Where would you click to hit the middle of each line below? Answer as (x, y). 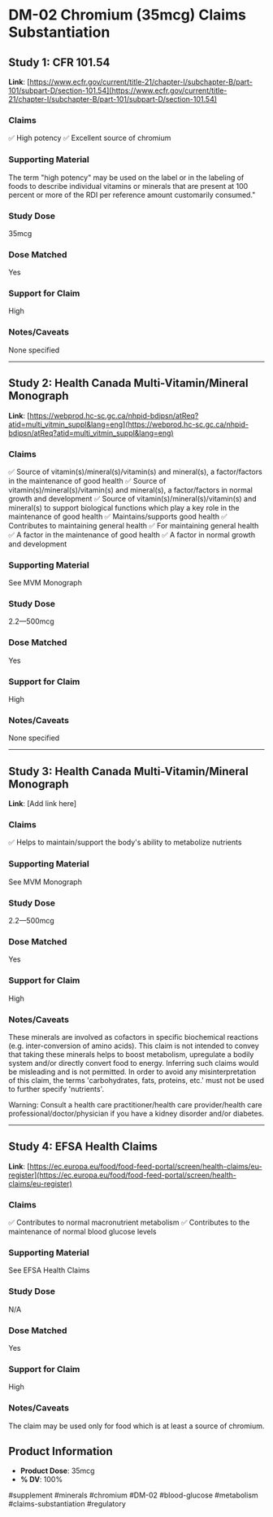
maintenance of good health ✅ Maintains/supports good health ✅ (118, 516)
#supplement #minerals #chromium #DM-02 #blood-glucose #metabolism (133, 1495)
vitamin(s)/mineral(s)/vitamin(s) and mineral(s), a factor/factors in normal (131, 489)
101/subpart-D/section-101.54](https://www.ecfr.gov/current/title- (118, 90)
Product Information (61, 1451)
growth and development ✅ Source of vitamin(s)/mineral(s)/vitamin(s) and (133, 498)
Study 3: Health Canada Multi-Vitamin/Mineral (129, 771)
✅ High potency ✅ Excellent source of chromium (90, 138)
